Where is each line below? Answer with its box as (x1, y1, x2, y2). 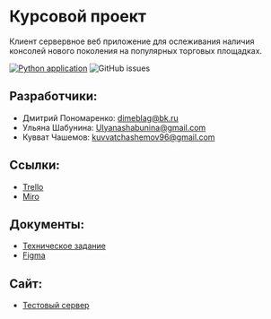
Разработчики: (9, 89, 98, 104)
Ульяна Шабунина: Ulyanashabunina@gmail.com (22, 122, 206, 133)
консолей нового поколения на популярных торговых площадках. (9, 45, 263, 56)
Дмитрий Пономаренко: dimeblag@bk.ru (22, 112, 179, 123)
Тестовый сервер (22, 300, 90, 311)
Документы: (9, 217, 85, 232)
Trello (22, 181, 44, 192)
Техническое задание (22, 240, 106, 252)
